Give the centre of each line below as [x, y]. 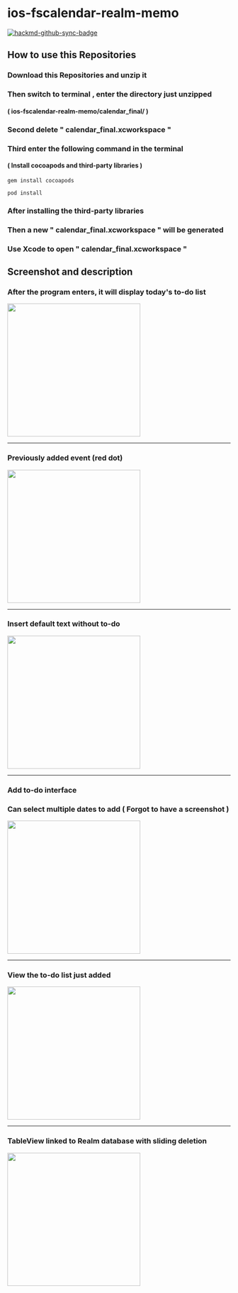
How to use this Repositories [72, 55]
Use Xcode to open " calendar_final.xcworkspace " [97, 248]
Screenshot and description [70, 271]
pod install [25, 193]
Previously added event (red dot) [65, 458]
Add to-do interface [42, 790]
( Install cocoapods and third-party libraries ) [75, 165]
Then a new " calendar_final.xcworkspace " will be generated [116, 230]
